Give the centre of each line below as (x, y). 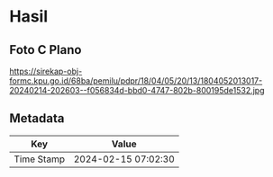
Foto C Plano (45, 50)
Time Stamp (40, 159)
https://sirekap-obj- (46, 71)
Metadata (37, 119)
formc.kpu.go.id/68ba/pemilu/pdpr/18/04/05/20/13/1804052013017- (136, 81)
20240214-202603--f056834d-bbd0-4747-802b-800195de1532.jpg (137, 90)
